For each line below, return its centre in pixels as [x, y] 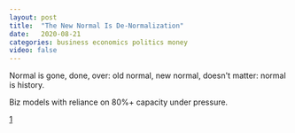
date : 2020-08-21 [45, 34]
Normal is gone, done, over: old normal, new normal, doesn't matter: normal [147, 75]
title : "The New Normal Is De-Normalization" [97, 26]
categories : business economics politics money [99, 42]
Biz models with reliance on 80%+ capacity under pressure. [119, 102]
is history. [27, 85]
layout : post [33, 17]
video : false [33, 51]
